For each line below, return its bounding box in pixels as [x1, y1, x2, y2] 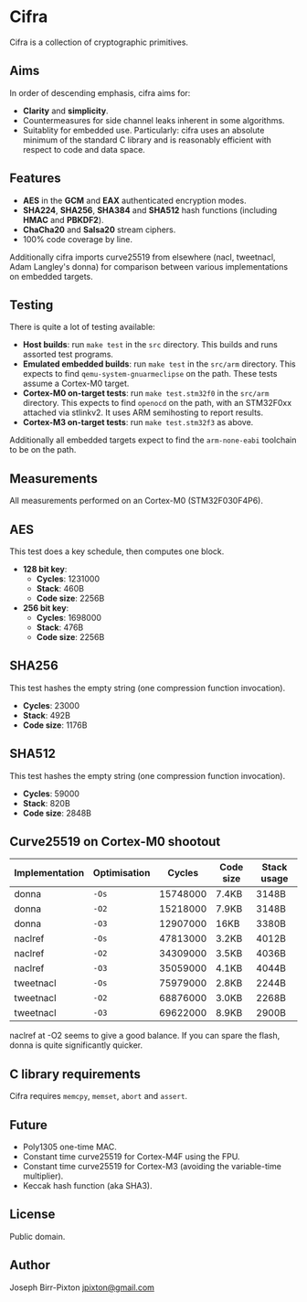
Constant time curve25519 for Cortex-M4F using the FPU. [22, 1151, 240, 1162]
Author [9, 1257, 50, 1273]
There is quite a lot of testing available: [9, 322, 155, 333]
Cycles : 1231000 [36, 573, 101, 584]
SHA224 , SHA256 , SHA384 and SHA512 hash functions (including [22, 204, 278, 216]
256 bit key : [22, 603, 69, 614]
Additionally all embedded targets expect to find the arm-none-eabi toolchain [9, 434, 297, 445]
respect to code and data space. [22, 144, 146, 155]
